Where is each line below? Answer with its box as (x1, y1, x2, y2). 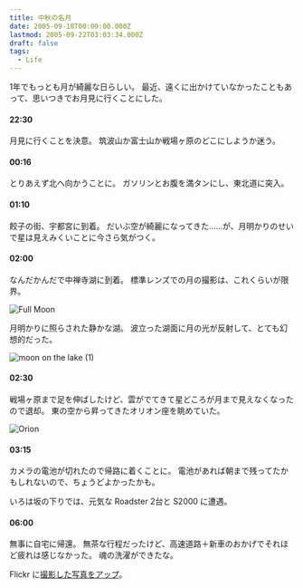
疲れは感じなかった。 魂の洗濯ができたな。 (16, 550, 178, 561)
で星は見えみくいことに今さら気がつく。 (9, 232, 160, 243)
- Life (17, 55, 43, 64)
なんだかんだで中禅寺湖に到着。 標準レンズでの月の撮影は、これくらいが (9, 274, 281, 285)
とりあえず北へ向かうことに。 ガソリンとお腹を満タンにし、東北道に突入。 (9, 178, 289, 188)
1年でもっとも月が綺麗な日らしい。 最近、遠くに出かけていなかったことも (9, 82, 285, 92)
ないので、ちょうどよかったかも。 (33, 477, 160, 487)
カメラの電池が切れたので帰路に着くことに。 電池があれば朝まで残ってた (9, 466, 281, 477)
